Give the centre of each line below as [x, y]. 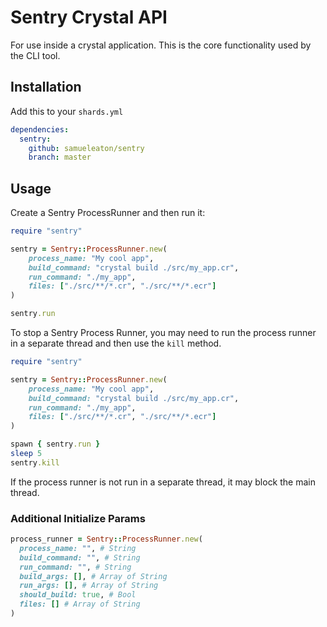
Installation [46, 87]
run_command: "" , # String [75, 567]
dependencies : [40, 129]
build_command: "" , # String [80, 557]
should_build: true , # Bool [78, 595]
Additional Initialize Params [78, 518]
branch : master [60, 157]
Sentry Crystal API [89, 17]
